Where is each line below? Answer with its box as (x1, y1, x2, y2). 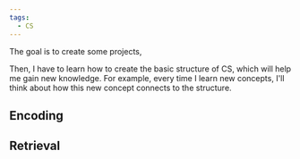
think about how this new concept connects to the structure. (9, 82, 232, 93)
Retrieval (9, 138, 61, 154)
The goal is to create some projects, (9, 46, 142, 56)
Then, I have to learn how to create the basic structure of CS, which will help (9, 63, 292, 74)
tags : (9, 13, 30, 22)
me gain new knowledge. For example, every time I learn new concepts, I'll (9, 72, 285, 83)
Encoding (9, 108, 64, 123)
